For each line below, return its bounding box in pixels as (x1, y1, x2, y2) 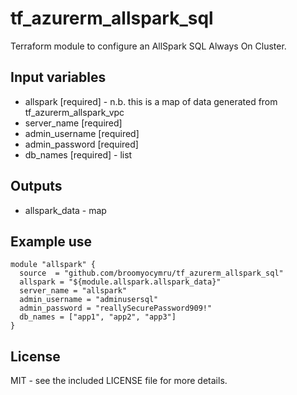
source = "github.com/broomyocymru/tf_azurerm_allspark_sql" (19, 268, 284, 279)
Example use (10, 233, 93, 250)
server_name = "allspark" (19, 286, 128, 296)
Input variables (10, 69, 107, 86)
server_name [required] (24, 117, 123, 129)
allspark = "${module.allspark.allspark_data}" (19, 277, 222, 287)
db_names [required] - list (24, 148, 133, 161)
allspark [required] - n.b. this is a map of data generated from (24, 95, 278, 107)
